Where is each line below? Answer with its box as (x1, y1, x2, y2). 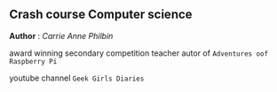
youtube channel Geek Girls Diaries (9, 73, 145, 83)
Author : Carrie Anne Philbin (9, 30, 114, 41)
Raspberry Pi (9, 57, 58, 65)
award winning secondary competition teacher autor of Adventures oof (9, 48, 269, 58)
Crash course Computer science (9, 7, 193, 22)
